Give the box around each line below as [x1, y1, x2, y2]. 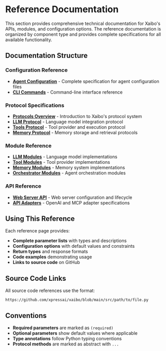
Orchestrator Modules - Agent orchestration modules [12, 170, 126, 176]
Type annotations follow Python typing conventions [12, 335, 122, 341]
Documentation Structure [5, 51, 88, 60]
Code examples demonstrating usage [12, 254, 92, 260]
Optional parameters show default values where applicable [12, 330, 138, 336]
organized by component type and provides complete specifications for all [5, 31, 161, 37]
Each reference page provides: [5, 228, 70, 234]
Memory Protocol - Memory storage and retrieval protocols [12, 129, 138, 135]
